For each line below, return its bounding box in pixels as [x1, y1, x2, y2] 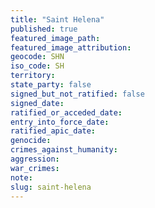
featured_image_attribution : [10, 42, 132, 53]
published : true [10, 24, 78, 34]
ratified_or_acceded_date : [10, 107, 123, 118]
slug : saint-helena [10, 182, 92, 192]
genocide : [10, 136, 52, 146]
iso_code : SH [10, 61, 65, 71]
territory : [10, 71, 56, 81]
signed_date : [10, 98, 65, 108]
